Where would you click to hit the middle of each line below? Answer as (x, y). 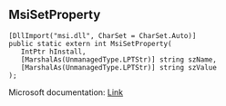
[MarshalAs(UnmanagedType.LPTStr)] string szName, (119, 59)
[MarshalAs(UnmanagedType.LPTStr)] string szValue (119, 67)
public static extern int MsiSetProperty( (90, 43)
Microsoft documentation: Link (66, 92)
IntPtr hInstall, (54, 52)
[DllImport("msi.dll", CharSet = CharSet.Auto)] (103, 35)
